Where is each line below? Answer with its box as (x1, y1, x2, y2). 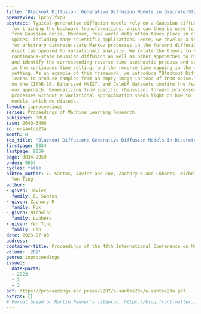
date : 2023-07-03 (6, 232, 50, 238)
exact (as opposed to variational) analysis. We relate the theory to (11, 48, 191, 54)
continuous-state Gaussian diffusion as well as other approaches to (11, 53, 188, 59)
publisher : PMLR (6, 115, 47, 121)
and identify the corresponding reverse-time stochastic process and (11, 59, 188, 65)
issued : (6, 260, 26, 266)
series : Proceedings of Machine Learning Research (6, 109, 135, 115)
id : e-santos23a (6, 126, 47, 132)
